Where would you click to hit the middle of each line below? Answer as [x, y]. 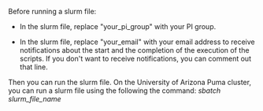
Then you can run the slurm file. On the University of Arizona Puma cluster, [130, 82]
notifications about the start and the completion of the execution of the [134, 50]
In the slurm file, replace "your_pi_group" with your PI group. [118, 26]
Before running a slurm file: [52, 11]
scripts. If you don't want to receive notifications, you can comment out [135, 59]
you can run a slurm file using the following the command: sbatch [115, 91]
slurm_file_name [35, 99]
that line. [34, 67]
